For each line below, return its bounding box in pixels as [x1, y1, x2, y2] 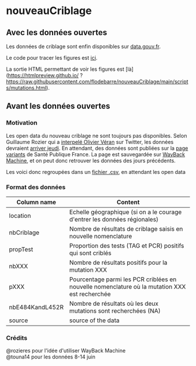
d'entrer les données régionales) [69, 215, 159, 223]
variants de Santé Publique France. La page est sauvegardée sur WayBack [6, 150, 185, 158]
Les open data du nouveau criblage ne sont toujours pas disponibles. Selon [6, 132, 187, 139]
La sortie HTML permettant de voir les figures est [6, 66, 124, 73]
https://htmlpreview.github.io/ [8, 72, 79, 78]
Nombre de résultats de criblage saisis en [69, 224, 183, 232]
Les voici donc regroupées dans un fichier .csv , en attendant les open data [6, 168, 185, 175]
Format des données [6, 183, 66, 191]
